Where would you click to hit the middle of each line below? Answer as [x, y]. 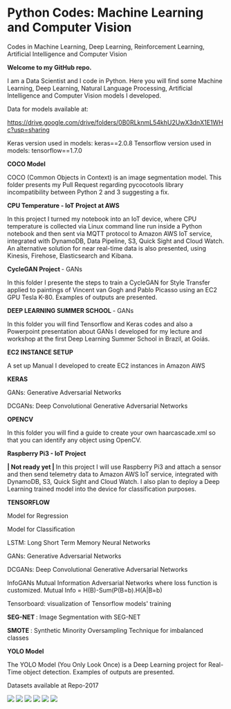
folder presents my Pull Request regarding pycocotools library [95, 184]
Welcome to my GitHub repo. [49, 67]
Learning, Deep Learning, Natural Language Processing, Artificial [100, 88]
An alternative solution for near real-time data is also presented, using [107, 248]
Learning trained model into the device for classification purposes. [102, 489]
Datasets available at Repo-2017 [53, 685]
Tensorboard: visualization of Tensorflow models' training [89, 603]
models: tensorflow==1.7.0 [45, 150]
